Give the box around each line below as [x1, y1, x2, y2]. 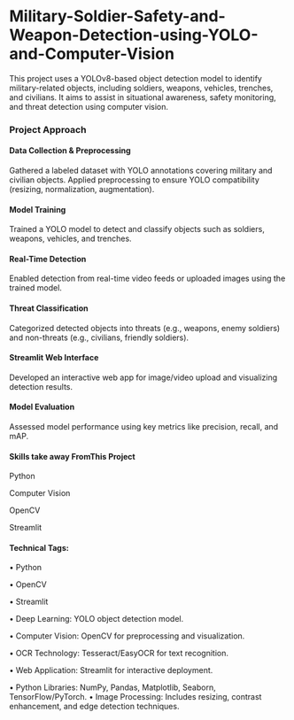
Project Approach [9, 123, 87, 135]
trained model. [9, 283, 62, 293]
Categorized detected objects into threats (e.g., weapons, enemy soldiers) [9, 322, 281, 333]
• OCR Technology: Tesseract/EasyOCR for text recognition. [9, 648, 228, 659]
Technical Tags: [9, 542, 69, 553]
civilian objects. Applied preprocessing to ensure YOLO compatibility [9, 174, 259, 185]
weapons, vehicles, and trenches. [9, 233, 132, 244]
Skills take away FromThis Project [9, 451, 135, 461]
